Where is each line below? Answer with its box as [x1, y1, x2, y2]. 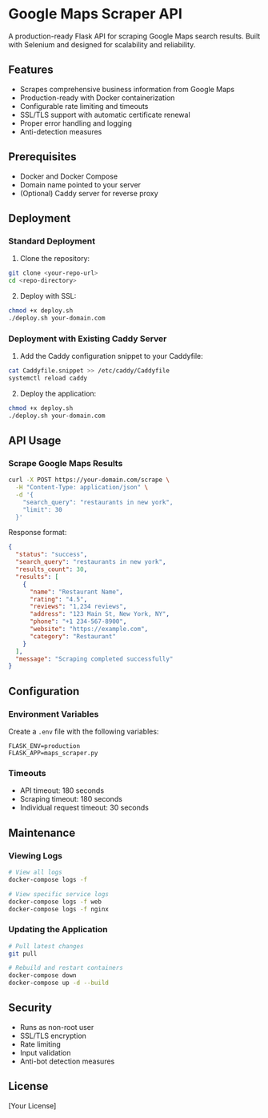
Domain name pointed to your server [19, 179, 142, 189]
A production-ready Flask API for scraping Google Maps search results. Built [8, 31, 261, 41]
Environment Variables [8, 708, 99, 719]
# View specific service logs [8, 890, 110, 898]
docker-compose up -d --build [8, 979, 110, 987]
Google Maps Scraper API [8, 5, 182, 23]
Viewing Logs [8, 850, 62, 861]
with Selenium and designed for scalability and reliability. [8, 39, 196, 49]
